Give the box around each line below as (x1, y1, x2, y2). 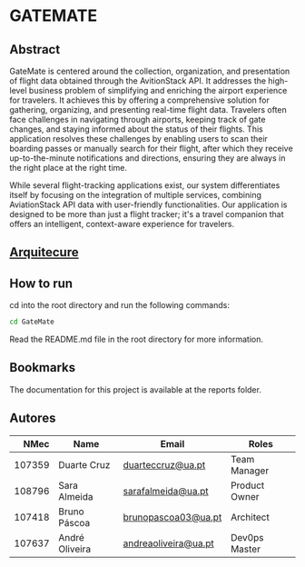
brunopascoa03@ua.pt (123, 511, 222, 523)
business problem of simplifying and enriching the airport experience (28, 85, 288, 95)
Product (230, 479, 265, 492)
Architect (230, 511, 270, 523)
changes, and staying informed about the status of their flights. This (9, 124, 263, 134)
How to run (9, 275, 74, 291)
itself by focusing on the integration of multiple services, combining (9, 190, 261, 200)
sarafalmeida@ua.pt (123, 484, 209, 497)
